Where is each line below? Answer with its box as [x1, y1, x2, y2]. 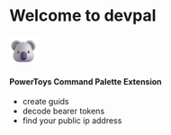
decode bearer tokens [22, 105, 105, 117]
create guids [22, 96, 69, 107]
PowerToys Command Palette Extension [9, 76, 162, 86]
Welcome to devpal [9, 5, 157, 26]
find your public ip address [22, 115, 122, 126]
